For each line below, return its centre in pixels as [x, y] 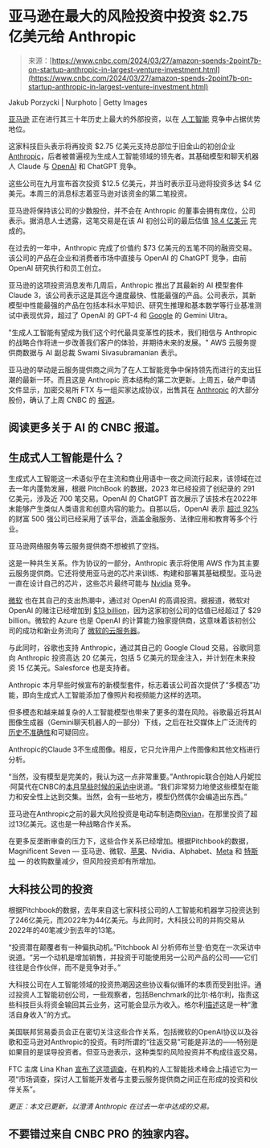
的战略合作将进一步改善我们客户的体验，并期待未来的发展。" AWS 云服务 [129, 342]
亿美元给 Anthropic [72, 37]
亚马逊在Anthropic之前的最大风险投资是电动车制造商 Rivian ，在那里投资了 [129, 814]
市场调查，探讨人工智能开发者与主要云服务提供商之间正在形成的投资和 [135, 1079]
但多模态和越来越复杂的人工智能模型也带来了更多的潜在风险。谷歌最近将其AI [135, 712]
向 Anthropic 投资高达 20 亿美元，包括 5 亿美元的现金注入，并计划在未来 [129, 658]
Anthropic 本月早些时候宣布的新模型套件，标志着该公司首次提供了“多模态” [131, 685]
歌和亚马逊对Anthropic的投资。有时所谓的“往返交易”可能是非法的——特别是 [133, 1042]
